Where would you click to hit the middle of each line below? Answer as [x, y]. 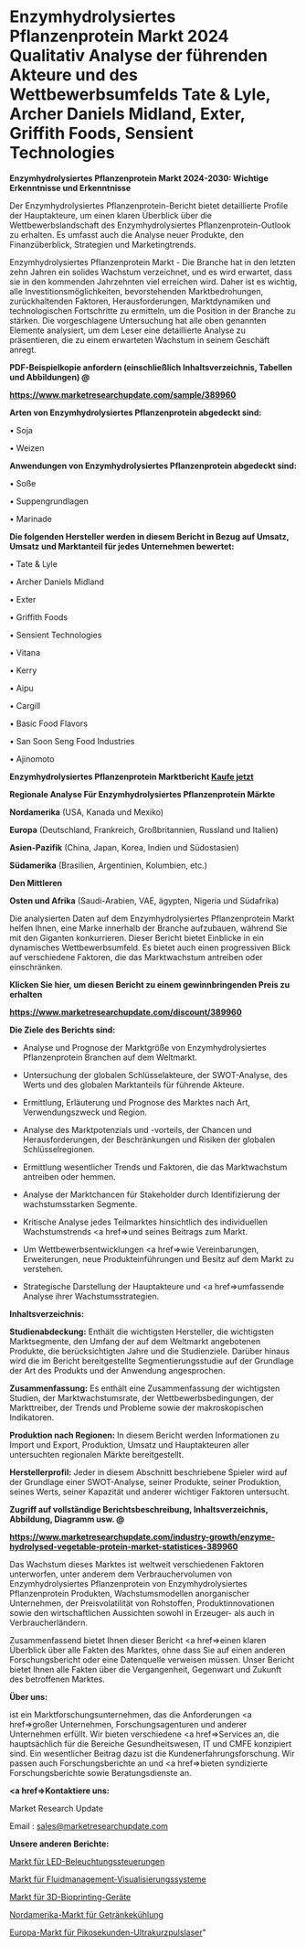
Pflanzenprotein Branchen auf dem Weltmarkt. [110, 1057]
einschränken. [36, 967]
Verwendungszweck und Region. [85, 1112]
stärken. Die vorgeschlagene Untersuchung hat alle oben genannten [138, 320]
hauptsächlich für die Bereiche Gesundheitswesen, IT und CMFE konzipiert [151, 1743]
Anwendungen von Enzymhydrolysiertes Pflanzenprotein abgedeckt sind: [153, 465]
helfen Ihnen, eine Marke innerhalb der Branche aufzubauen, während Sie [148, 928]
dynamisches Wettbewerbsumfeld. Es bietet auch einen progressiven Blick [150, 947]
